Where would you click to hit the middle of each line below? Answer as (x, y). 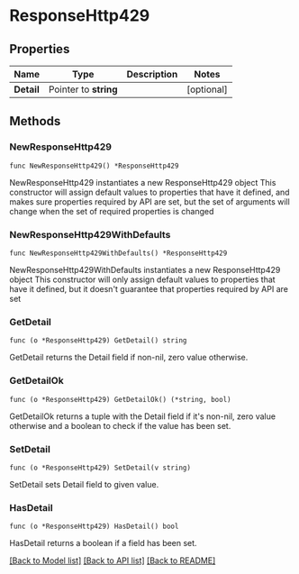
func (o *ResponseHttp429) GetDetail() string (98, 341)
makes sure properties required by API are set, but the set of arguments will (149, 201)
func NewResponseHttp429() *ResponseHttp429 (94, 166)
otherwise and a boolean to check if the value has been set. (120, 425)
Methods (35, 121)
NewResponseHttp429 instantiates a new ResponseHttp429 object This (143, 182)
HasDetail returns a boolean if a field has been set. (103, 543)
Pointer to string (83, 89)
